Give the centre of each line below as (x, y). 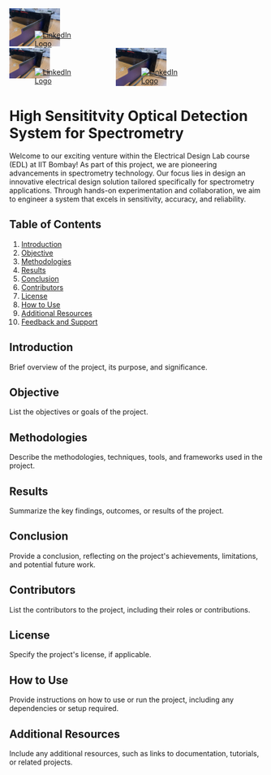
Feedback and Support (59, 322)
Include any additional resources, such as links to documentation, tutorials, (134, 754)
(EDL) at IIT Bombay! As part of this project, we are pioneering (113, 164)
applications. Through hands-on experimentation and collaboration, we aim (135, 190)
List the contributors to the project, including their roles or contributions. (130, 609)
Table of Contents (56, 225)
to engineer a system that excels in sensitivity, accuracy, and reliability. (128, 199)
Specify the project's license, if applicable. (80, 655)
